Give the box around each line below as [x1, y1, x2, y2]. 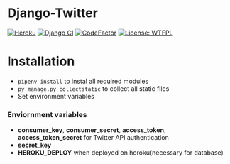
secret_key [17, 141, 52, 150]
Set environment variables [17, 92, 94, 100]
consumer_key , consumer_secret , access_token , [17, 126, 166, 134]
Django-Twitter [7, 5, 98, 21]
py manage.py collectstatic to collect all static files [17, 84, 170, 93]
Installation [7, 53, 75, 70]
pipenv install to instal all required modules [17, 77, 149, 85]
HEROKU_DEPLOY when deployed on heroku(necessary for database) [17, 148, 224, 157]
